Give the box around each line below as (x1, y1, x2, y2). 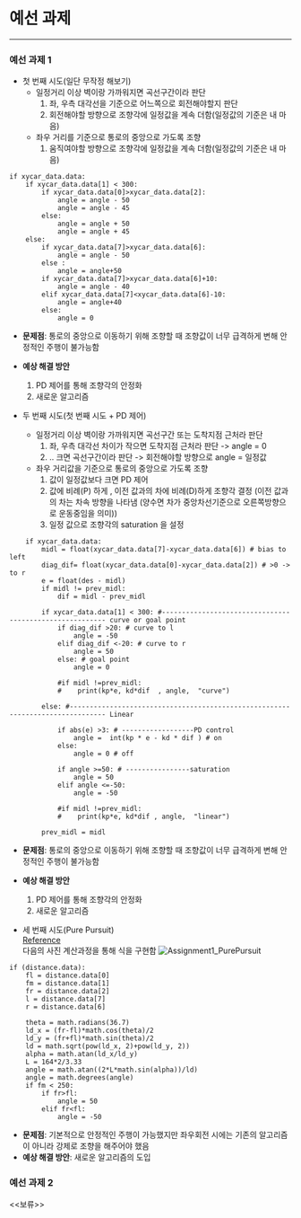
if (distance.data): (9, 963, 87, 973)
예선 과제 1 (9, 53, 52, 66)
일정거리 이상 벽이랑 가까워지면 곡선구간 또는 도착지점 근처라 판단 (35, 429, 263, 440)
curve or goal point (108, 616, 186, 625)
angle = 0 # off (73, 749, 134, 759)
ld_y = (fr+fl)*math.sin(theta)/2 (25, 1034, 154, 1043)
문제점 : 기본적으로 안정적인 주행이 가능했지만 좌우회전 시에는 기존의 (21, 1129, 257, 1141)
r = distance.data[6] (25, 1002, 106, 1011)
